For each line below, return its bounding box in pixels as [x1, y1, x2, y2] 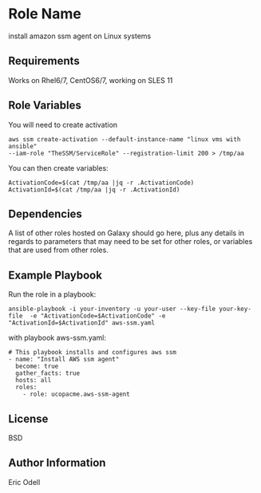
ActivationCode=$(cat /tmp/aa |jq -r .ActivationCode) [8, 179, 195, 187]
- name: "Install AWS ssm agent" [8, 356, 120, 364]
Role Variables [8, 99, 81, 112]
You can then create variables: [8, 163, 109, 172]
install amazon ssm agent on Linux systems [8, 31, 152, 41]
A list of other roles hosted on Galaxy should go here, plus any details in [8, 228, 245, 238]
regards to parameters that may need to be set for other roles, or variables [8, 237, 253, 246]
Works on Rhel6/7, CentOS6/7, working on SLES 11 [8, 75, 173, 85]
